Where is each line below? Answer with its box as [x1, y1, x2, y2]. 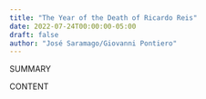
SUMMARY [9, 64, 52, 74]
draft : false [9, 30, 59, 39]
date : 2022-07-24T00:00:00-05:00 [9, 22, 137, 31]
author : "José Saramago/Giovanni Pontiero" [9, 38, 178, 48]
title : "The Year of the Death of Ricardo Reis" [9, 13, 198, 23]
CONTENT [9, 81, 49, 92]
